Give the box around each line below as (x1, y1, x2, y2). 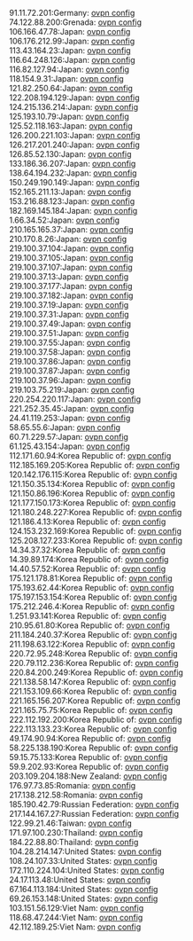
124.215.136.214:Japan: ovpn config (9, 102, 139, 112)
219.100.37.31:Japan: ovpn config (9, 310, 130, 319)
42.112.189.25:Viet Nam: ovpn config (9, 921, 142, 932)
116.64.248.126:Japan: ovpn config (9, 55, 135, 65)
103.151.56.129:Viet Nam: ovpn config (9, 903, 144, 913)
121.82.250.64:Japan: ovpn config (9, 83, 133, 93)
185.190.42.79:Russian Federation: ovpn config (9, 799, 180, 810)
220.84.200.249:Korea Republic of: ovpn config (9, 667, 184, 678)
